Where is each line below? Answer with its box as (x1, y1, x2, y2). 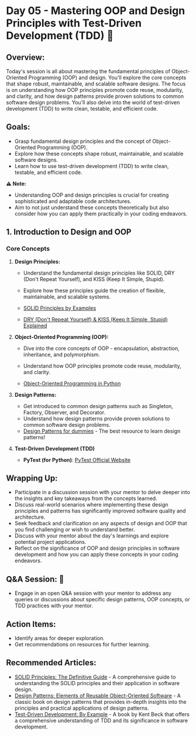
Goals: (6, 122, 30, 132)
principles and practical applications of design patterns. (14, 704, 149, 711)
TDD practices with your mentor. (14, 602, 94, 610)
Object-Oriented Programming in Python (23, 379, 121, 387)
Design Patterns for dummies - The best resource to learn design (23, 427, 181, 434)
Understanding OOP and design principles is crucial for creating (14, 191, 169, 198)
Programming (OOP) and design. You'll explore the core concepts (28, 74, 187, 81)
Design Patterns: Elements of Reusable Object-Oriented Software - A (14, 692, 181, 699)
